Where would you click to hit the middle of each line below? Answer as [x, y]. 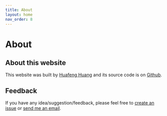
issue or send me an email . [33, 108]
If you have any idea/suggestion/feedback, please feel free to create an [80, 103]
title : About [19, 10]
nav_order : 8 [19, 19]
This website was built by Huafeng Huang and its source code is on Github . [84, 75]
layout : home [19, 15]
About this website [36, 63]
